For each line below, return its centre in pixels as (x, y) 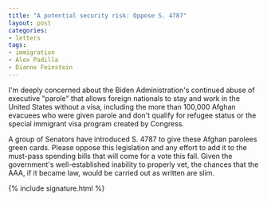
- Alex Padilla (33, 60)
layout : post (30, 23)
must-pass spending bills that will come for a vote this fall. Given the (120, 156)
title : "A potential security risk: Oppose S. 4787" (98, 15)
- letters (25, 38)
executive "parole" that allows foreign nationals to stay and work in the (124, 98)
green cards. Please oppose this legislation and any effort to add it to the (128, 147)
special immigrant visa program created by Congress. (96, 123)
